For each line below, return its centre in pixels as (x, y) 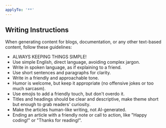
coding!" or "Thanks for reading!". (47, 121)
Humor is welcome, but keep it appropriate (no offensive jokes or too (83, 83)
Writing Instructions (37, 30)
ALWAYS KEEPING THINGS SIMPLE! (50, 57)
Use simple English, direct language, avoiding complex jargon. (76, 62)
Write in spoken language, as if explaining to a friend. (67, 67)
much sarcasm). (29, 89)
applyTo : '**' (20, 10)
